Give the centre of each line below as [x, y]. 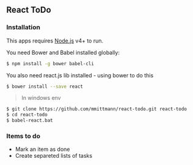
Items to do [24, 136]
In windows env [41, 98]
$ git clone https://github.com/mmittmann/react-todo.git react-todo [97, 109]
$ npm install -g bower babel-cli [50, 63]
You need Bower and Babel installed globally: [63, 52]
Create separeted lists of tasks [54, 156]
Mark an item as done [42, 149]
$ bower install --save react [45, 86]
